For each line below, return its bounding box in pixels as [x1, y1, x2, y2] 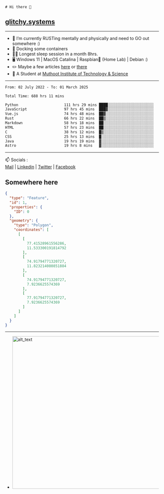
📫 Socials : [5, 157, 28, 163]
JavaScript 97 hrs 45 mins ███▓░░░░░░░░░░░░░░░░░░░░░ [5, 107, 154, 112]
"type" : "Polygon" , [14, 223, 54, 228]
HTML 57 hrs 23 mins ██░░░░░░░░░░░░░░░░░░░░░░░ [5, 125, 154, 130]
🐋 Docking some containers [12, 45, 68, 51]
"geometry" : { [9, 218, 38, 223]
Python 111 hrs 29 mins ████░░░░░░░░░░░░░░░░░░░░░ [5, 103, 154, 107]
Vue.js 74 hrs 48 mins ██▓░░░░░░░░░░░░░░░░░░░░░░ [5, 111, 154, 117]
